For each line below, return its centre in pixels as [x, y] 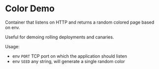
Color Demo [30, 9]
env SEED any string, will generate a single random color [69, 61]
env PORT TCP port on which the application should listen [69, 56]
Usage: [12, 46]
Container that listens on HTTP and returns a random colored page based [80, 22]
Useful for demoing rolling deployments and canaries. [60, 37]
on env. [13, 27]
